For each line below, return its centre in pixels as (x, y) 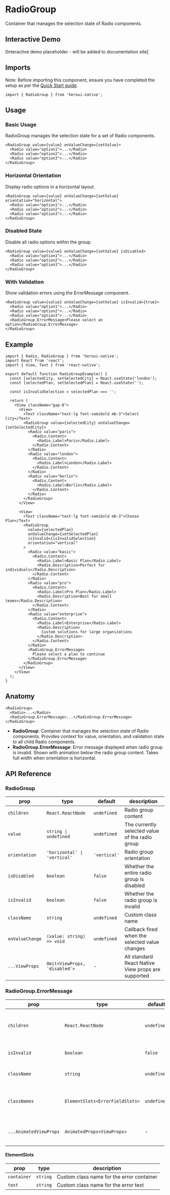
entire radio (138, 873)
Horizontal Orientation (33, 175)
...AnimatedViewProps (34, 1131)
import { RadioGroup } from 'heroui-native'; (54, 95)
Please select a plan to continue (69, 654)
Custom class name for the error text (100, 1185)
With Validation (25, 282)
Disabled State (24, 231)
